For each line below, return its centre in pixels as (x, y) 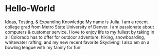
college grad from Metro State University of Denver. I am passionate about (79, 27)
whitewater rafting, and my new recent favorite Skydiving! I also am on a (77, 42)
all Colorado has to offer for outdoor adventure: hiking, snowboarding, (75, 37)
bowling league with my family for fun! (43, 47)
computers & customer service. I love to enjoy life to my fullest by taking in (80, 32)
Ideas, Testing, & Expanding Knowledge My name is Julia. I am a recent (77, 22)
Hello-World (30, 8)
